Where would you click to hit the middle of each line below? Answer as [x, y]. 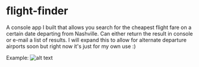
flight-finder [37, 11]
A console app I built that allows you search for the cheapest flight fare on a [99, 27]
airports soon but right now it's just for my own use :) [71, 46]
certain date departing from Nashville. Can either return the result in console [99, 33]
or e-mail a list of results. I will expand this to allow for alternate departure [97, 40]
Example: [18, 58]
